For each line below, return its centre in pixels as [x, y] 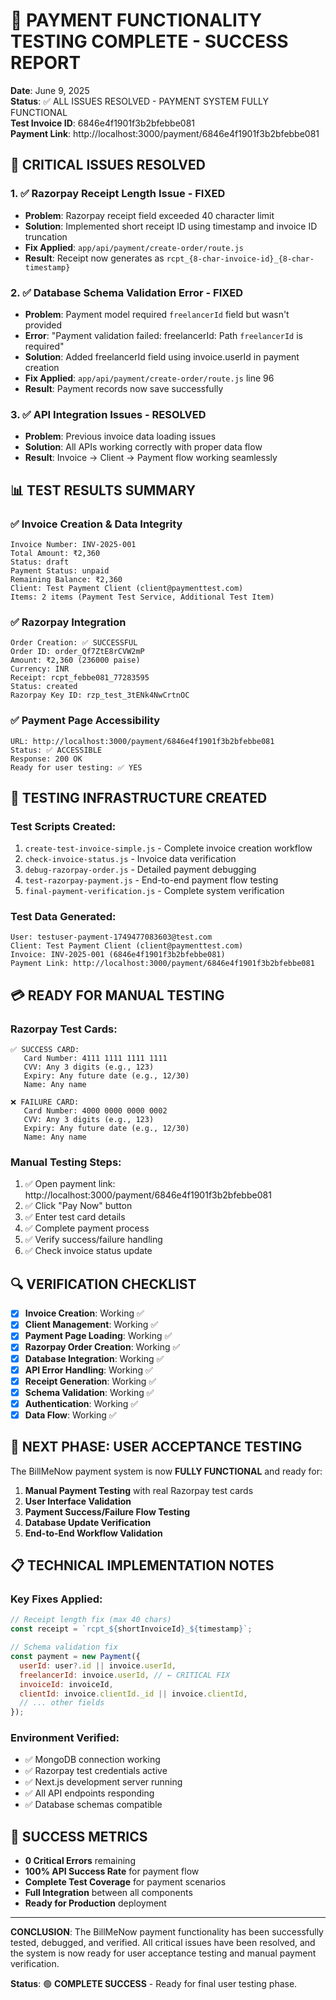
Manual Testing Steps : [66, 1162]
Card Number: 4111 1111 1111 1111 [95, 1059]
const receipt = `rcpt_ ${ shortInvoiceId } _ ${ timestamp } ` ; [131, 1629]
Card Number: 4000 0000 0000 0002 [95, 1111]
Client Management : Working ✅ [91, 1325]
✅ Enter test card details [75, 1217]
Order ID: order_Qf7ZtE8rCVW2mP [77, 652]
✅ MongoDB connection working [92, 1760]
